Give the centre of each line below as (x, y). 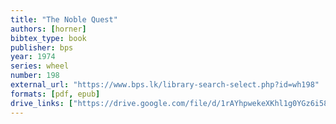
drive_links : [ (42, 103)
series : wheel (40, 66)
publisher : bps (42, 47)
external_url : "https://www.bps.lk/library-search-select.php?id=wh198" (165, 85)
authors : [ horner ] (48, 29)
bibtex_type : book (48, 38)
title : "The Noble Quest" (64, 19)
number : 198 (35, 76)
